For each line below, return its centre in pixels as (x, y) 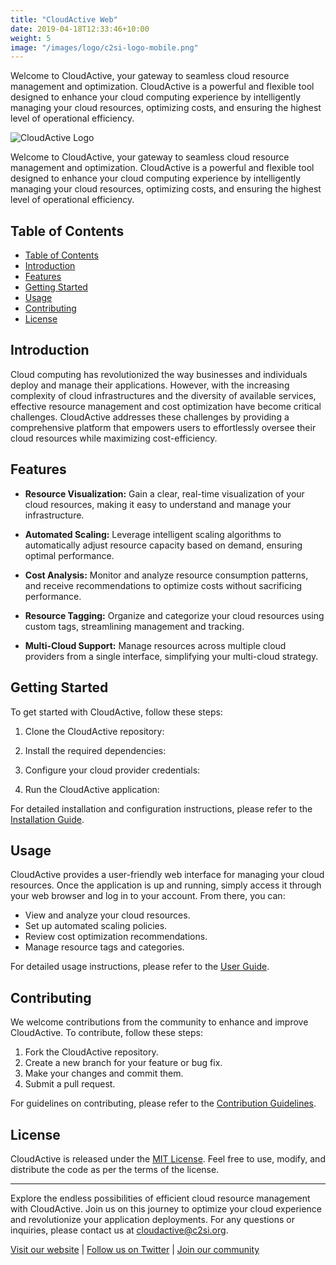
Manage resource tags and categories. (104, 947)
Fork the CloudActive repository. (91, 1052)
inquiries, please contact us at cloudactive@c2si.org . (119, 1230)
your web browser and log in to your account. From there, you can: (148, 896)
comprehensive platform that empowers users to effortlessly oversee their (163, 427)
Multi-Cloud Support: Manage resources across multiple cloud (155, 645)
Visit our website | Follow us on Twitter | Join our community (135, 1249)
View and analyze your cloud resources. (107, 915)
